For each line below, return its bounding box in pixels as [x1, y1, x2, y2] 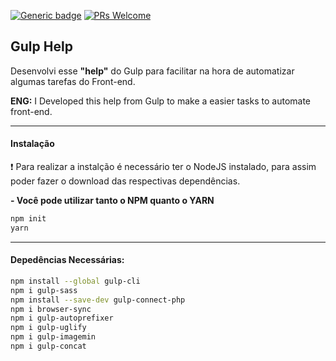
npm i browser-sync [10, 304, 92, 314]
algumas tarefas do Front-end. [10, 75, 136, 87]
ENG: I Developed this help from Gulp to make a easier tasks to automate [10, 95, 312, 107]
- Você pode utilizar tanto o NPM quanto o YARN [10, 195, 215, 207]
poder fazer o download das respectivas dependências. [10, 175, 241, 187]
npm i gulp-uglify [10, 323, 87, 333]
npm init [10, 214, 47, 224]
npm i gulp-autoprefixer [10, 313, 114, 324]
